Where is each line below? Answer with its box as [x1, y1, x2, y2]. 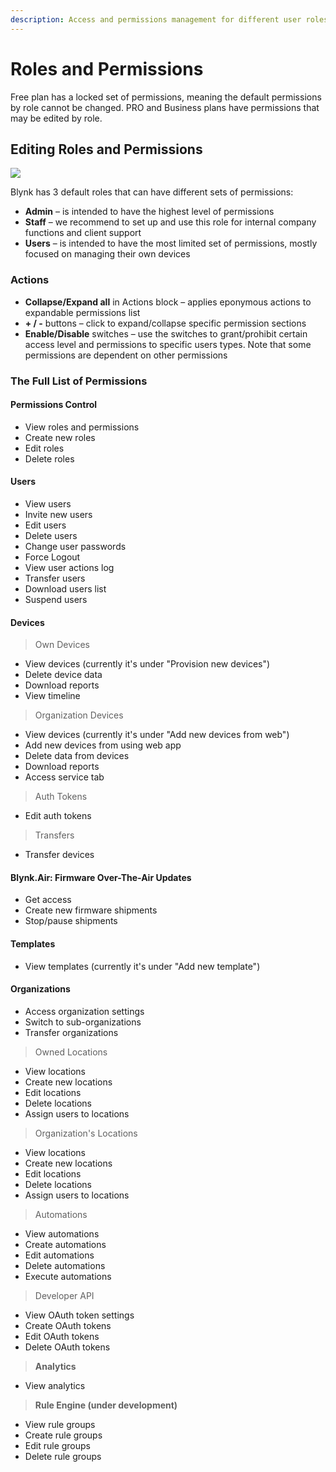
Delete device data [24, 669, 103, 681]
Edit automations [24, 1249, 95, 1261]
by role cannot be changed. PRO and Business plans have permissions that [10, 101, 320, 113]
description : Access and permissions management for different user [10, 14, 302, 25]
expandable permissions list [24, 306, 141, 318]
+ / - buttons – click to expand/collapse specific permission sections [24, 317, 307, 329]
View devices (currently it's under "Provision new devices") [24, 658, 271, 670]
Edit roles [24, 442, 65, 454]
